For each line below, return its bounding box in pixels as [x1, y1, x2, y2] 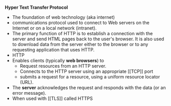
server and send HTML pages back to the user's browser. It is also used [12, 36, 164, 42]
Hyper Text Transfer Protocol [5, 5, 68, 10]
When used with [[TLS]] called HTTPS [12, 95, 93, 101]
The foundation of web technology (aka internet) [12, 14, 115, 20]
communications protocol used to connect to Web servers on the [12, 20, 149, 25]
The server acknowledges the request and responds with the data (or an [12, 85, 166, 91]
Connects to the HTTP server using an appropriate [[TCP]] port [19, 68, 154, 74]
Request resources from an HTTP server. [19, 63, 106, 69]
